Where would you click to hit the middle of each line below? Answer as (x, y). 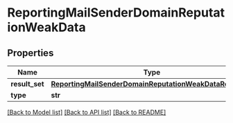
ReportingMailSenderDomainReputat (116, 13)
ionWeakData (47, 27)
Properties (31, 53)
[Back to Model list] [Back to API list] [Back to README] (87, 112)
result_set (27, 84)
